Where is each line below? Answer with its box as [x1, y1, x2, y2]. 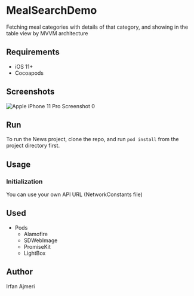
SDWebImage [23, 237, 58, 244]
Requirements [6, 47, 60, 57]
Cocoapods [14, 69, 44, 77]
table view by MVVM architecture [6, 29, 88, 36]
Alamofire [23, 230, 48, 237]
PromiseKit [23, 243, 51, 250]
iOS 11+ [14, 63, 33, 70]
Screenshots [6, 87, 55, 97]
